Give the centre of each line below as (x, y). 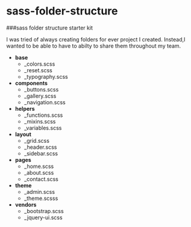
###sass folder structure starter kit (50, 28)
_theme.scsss (41, 198)
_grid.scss (37, 140)
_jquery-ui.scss (43, 217)
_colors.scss (39, 64)
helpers (25, 108)
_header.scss (40, 147)
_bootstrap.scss (44, 211)
